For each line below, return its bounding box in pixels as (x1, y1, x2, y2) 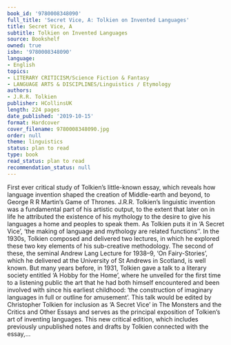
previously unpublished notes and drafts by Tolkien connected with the (7, 322, 209, 331)
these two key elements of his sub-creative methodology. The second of (7, 241, 214, 250)
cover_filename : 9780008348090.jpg (7, 126, 110, 132)
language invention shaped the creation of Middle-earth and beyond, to (7, 190, 210, 199)
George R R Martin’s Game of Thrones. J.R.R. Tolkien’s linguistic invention (7, 197, 216, 206)
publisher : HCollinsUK (7, 100, 72, 107)
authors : (7, 87, 32, 94)
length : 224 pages (7, 106, 60, 113)
